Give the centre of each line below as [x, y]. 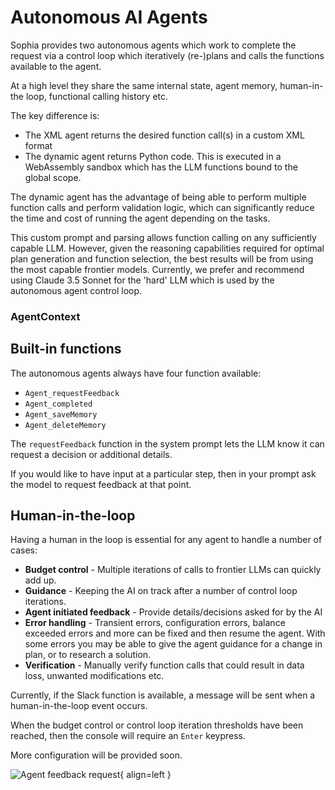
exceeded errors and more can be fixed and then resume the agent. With [175, 633]
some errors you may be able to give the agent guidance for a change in [173, 644]
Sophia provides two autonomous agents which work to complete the [153, 45]
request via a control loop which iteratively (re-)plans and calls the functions [167, 55]
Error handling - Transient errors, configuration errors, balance [155, 623]
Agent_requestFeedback [72, 393]
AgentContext [45, 316]
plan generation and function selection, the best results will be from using [162, 258]
